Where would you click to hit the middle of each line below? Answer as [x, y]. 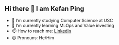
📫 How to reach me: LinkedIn [41, 31]
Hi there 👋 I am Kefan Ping [44, 9]
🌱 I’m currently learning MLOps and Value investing [63, 25]
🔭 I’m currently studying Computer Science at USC [62, 20]
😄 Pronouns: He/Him [33, 38]
